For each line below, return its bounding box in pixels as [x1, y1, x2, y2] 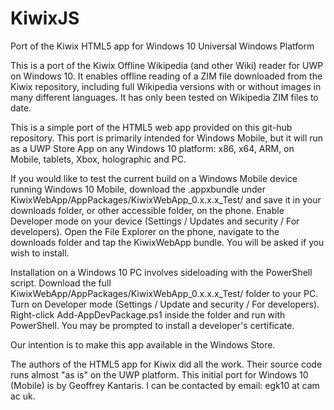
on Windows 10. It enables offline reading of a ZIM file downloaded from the [10, 70, 323, 82]
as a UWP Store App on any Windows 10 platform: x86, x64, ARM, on [10, 142, 295, 154]
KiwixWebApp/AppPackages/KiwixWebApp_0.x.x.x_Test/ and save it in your [10, 193, 322, 206]
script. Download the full [10, 277, 112, 289]
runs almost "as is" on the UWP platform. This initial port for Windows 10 [10, 368, 309, 381]
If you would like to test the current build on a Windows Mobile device [10, 172, 298, 184]
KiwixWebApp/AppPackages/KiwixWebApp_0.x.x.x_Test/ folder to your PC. [10, 287, 319, 299]
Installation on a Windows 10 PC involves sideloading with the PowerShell [10, 266, 313, 278]
